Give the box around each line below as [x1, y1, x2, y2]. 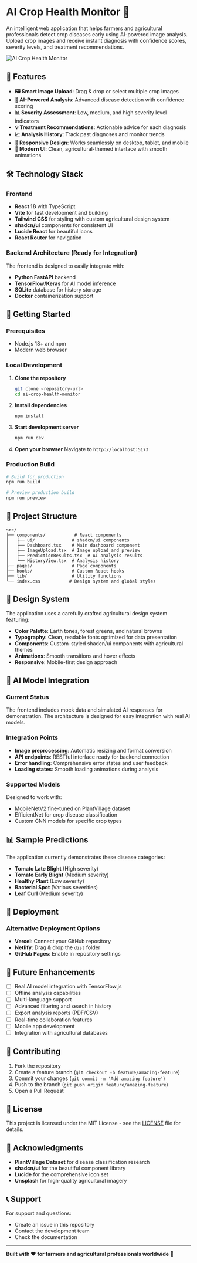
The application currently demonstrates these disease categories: [6, 854, 165, 861]
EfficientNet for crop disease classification [14, 811, 117, 818]
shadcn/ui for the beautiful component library [14, 1164, 126, 1172]
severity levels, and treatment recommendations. [6, 43, 124, 50]
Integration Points [6, 733, 59, 741]
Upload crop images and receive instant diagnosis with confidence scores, [6, 37, 186, 44]
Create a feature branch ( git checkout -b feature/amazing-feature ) [14, 1068, 181, 1075]
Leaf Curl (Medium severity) [14, 890, 83, 897]
